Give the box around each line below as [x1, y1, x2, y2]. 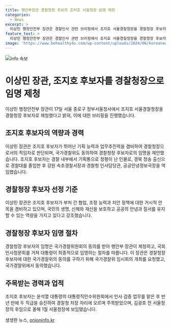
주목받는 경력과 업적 [5, 279, 64, 288]
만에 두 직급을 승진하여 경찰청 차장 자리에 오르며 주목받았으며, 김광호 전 [10, 299, 152, 306]
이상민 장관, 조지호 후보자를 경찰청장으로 [5, 75, 164, 87]
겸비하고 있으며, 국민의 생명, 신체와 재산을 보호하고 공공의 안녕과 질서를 [14, 206, 156, 212]
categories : [5, 12, 31, 17]
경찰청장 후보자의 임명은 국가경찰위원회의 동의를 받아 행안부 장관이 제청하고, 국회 [5, 243, 166, 249]
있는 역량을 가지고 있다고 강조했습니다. [16, 213, 93, 219]
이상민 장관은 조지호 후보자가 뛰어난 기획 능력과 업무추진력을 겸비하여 [5, 143, 142, 149]
